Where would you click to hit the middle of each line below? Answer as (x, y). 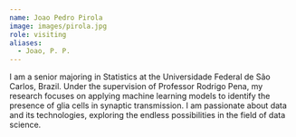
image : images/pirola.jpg (58, 26)
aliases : (26, 43)
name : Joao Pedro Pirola (56, 18)
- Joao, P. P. (44, 51)
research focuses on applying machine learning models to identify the (140, 96)
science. (25, 125)
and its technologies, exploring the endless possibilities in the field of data (148, 115)
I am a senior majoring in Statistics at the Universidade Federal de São (140, 77)
